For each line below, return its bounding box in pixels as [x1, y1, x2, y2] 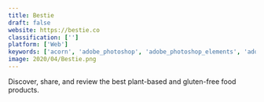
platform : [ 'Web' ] [8, 41, 68, 49]
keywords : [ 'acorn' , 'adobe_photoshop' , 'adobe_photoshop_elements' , [8, 48, 241, 56]
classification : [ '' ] [8, 33, 79, 42]
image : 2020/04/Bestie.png [8, 56, 97, 64]
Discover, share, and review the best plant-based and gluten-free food [8, 76, 236, 86]
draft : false [8, 19, 51, 27]
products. [8, 85, 39, 94]
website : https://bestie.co [8, 26, 101, 34]
